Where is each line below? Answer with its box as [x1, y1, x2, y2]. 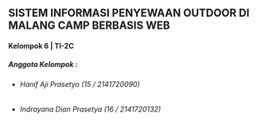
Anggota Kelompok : [8, 59, 78, 69]
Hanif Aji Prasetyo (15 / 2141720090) [19, 79, 141, 89]
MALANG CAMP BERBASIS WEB [8, 19, 170, 33]
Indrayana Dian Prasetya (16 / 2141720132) [19, 104, 162, 114]
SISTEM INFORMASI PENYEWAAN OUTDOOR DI [8, 6, 250, 20]
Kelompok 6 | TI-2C [8, 41, 74, 50]
